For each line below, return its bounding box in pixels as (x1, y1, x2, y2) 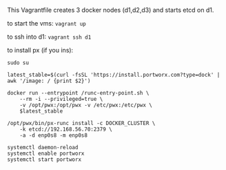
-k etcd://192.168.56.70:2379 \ (19, 126, 112, 133)
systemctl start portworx (7, 156, 81, 163)
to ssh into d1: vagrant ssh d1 (7, 32, 92, 41)
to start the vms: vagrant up (7, 19, 86, 27)
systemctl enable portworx (7, 150, 85, 157)
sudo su (7, 59, 30, 66)
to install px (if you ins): (7, 46, 74, 54)
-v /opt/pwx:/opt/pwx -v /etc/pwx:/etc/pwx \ (19, 102, 153, 108)
